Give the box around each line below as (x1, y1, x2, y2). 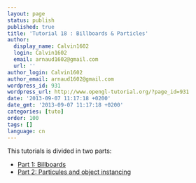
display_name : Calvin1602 (13, 43, 90, 50)
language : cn (7, 128, 45, 135)
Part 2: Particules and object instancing (17, 168, 132, 176)
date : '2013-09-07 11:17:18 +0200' (7, 95, 111, 102)
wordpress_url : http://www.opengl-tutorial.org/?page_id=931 (7, 88, 190, 95)
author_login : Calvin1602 (7, 69, 83, 76)
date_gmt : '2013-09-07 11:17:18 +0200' (7, 102, 124, 109)
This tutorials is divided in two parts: (7, 147, 112, 155)
